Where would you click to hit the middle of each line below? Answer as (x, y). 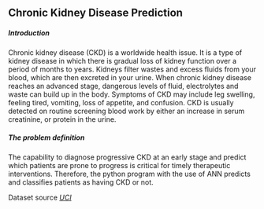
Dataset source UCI (40, 198)
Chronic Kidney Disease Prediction (96, 13)
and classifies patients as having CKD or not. (81, 182)
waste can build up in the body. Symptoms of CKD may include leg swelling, (132, 94)
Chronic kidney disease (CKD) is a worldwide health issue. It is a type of (125, 53)
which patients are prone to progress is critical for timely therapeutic (119, 166)
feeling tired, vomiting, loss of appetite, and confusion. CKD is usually (121, 103)
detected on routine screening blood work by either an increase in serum (126, 111)
